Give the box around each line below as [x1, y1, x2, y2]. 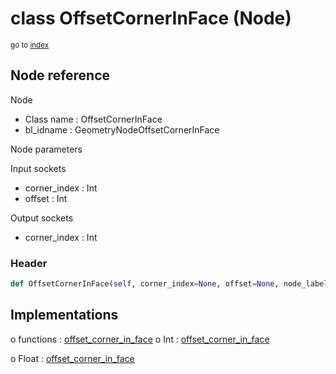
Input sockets [10, 162, 67, 174]
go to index [10, 40, 50, 50]
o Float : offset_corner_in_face [10, 352, 135, 364]
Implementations [10, 307, 119, 324]
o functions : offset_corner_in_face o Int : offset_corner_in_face [10, 333, 270, 345]
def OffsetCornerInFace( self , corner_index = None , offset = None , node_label [10, 279, 329, 289]
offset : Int [24, 192, 68, 204]
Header [10, 256, 48, 270]
